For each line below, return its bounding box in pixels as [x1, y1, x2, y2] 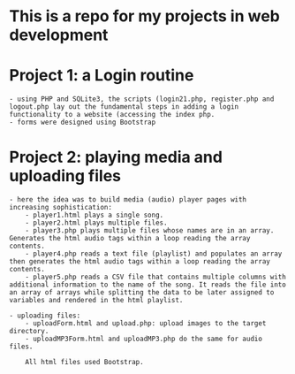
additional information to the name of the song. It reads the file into [9, 280, 287, 289]
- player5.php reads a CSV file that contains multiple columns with [25, 272, 287, 282]
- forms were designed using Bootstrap [9, 118, 156, 127]
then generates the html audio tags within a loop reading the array [9, 257, 271, 266]
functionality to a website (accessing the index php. [9, 111, 216, 119]
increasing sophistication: [9, 203, 113, 212]
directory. [9, 327, 49, 336]
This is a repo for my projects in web [9, 6, 281, 27]
